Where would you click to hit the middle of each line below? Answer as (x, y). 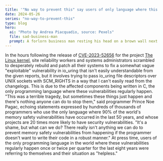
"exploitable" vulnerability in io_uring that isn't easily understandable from (79, 71)
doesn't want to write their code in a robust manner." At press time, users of (81, 138)
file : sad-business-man (33, 37)
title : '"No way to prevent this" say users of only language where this (81, 9)
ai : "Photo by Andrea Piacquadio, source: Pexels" (62, 32)
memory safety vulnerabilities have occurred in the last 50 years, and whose (82, 117)
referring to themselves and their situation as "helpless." (61, 153)
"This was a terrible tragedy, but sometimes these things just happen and (79, 96)
